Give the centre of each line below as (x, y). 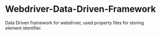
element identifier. (23, 28)
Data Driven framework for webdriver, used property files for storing (75, 23)
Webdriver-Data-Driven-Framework (80, 9)
